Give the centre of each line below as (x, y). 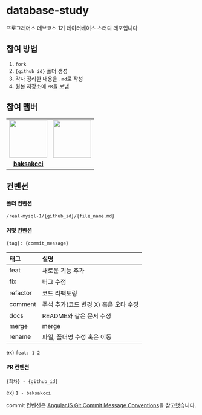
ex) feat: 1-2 (23, 352)
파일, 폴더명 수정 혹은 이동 (77, 337)
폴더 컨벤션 (19, 203)
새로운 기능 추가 (63, 271)
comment (23, 304)
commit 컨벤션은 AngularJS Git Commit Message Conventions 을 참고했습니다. (101, 405)
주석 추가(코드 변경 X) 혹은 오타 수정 (90, 304)
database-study (48, 11)
